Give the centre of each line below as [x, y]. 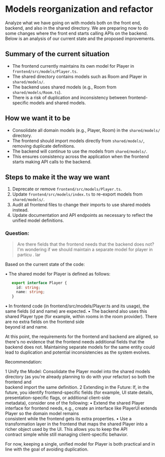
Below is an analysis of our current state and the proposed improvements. [80, 39]
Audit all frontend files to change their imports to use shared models [81, 205]
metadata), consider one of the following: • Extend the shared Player [75, 403]
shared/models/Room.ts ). [37, 92]
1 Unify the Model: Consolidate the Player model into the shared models [78, 372]
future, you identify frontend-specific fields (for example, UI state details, [79, 393]
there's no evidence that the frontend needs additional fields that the [75, 342]
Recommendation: [24, 362]
